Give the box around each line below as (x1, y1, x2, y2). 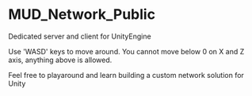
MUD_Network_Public (8, 6, 156, 24)
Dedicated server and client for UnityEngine (8, 31, 152, 41)
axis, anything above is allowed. (8, 55, 113, 65)
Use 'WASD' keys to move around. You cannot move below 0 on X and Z (8, 46, 245, 56)
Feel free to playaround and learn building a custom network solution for (8, 70, 244, 79)
